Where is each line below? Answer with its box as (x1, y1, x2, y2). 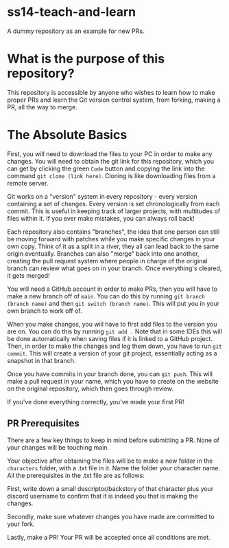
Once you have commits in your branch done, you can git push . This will (7, 369, 213, 378)
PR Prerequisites (7, 417, 80, 430)
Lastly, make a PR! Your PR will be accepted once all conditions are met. (7, 533, 210, 541)
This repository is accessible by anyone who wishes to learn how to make (7, 88, 215, 96)
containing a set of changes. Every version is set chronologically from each (7, 199, 220, 208)
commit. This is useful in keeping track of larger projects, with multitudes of (7, 207, 221, 215)
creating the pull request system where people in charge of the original (7, 256, 208, 265)
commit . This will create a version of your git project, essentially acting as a (7, 349, 217, 358)
